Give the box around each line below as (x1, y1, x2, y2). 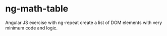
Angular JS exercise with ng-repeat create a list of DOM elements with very (5, 19, 162, 25)
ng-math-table (5, 3, 69, 14)
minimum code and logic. (5, 24, 58, 30)
